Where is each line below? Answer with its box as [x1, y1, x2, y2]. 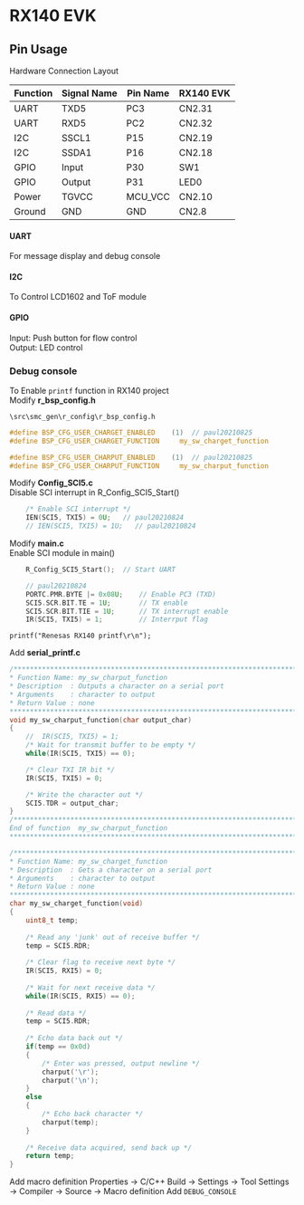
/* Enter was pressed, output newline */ [42, 1058, 201, 1068]
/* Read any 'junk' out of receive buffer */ [25, 932, 201, 942]
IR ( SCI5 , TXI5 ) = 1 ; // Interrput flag [25, 615, 208, 625]
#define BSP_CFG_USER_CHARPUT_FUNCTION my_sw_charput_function [9, 461, 270, 471]
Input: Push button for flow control [9, 332, 138, 343]
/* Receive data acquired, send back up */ [25, 1143, 193, 1152]
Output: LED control [9, 341, 83, 353]
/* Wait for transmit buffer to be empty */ [25, 741, 196, 750]
